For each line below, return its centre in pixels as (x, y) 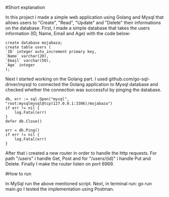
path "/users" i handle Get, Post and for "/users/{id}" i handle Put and (78, 158)
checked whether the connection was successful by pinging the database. (83, 90)
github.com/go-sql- (129, 79)
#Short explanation (25, 7)
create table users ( (28, 47)
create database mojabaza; (34, 43)
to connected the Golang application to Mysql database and (95, 84)
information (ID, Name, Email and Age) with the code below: (68, 33)
